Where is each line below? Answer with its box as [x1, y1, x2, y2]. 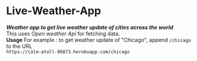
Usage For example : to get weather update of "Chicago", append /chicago [6, 36, 192, 43]
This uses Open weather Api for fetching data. [6, 30, 120, 37]
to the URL [6, 43, 33, 50]
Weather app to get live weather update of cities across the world [6, 24, 174, 31]
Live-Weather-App [6, 4, 101, 18]
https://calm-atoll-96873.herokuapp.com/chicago [6, 49, 130, 54]
